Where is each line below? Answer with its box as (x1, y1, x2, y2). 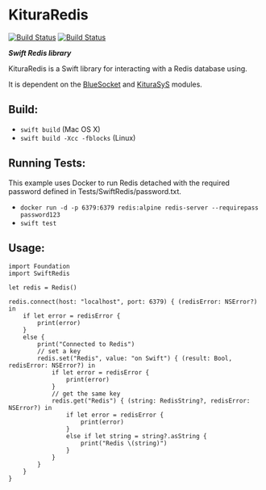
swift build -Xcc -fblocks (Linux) (19, 133, 136, 142)
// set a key (37, 348, 81, 356)
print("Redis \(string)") (80, 439, 168, 448)
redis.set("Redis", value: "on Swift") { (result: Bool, (37, 354, 232, 363)
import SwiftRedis (8, 269, 70, 278)
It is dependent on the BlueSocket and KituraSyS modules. (8, 79, 203, 89)
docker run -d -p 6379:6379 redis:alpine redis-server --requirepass (19, 204, 260, 212)
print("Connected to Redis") (37, 340, 135, 348)
